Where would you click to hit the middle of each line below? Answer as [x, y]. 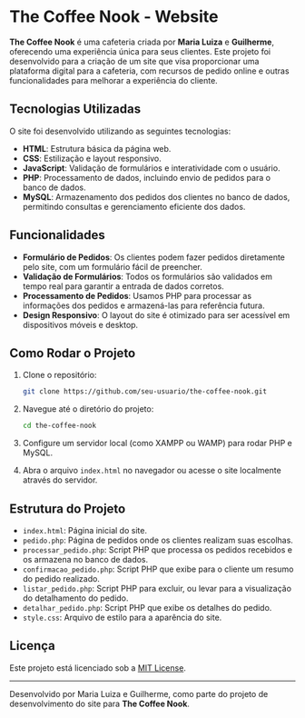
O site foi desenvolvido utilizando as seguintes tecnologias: [120, 131]
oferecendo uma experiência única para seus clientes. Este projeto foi [140, 51]
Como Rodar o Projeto [73, 353]
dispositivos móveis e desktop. [80, 324]
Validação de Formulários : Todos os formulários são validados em [148, 276]
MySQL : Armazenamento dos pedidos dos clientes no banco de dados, [156, 196]
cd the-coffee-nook [59, 426]
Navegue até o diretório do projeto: [88, 409]
